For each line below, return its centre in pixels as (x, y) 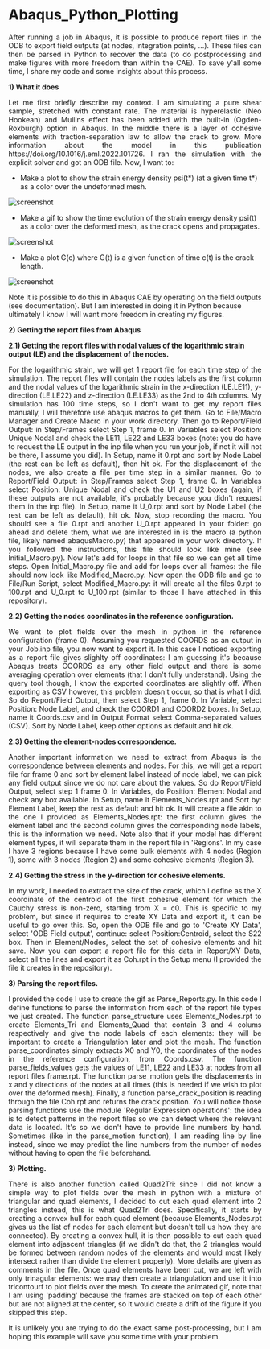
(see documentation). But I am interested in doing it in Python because (125, 305)
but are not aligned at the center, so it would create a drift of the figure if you (135, 1304)
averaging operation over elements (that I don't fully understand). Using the (135, 674)
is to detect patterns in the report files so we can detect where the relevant (135, 1118)
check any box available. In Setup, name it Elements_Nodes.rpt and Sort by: (135, 799)
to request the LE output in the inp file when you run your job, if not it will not (135, 446)
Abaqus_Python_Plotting (94, 15)
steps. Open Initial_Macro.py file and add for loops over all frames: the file (135, 566)
